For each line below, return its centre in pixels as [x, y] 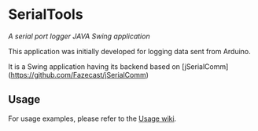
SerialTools [46, 15]
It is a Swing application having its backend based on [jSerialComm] [118, 66]
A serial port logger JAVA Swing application [79, 36]
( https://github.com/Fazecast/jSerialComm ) [79, 75]
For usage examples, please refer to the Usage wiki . [92, 118]
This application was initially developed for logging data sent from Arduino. [130, 51]
